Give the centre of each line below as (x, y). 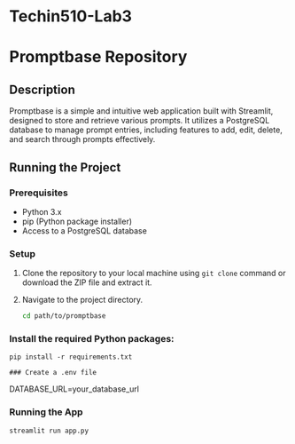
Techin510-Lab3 (71, 16)
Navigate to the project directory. (82, 300)
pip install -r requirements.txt (71, 357)
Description (42, 89)
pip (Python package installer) (77, 221)
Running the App (46, 412)
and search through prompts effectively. (82, 139)
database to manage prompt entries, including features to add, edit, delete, (146, 130)
